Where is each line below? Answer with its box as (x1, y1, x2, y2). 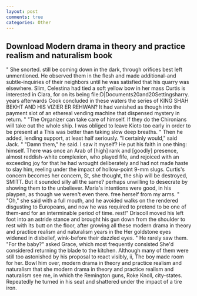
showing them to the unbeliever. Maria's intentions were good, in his (6, 184, 172, 191)
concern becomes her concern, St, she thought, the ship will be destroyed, (6, 172, 188, 179)
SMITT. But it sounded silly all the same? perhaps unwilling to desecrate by (6, 179, 188, 186)
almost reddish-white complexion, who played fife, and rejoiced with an (6, 153, 179, 160)
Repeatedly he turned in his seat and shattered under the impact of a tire (6, 278, 182, 285)
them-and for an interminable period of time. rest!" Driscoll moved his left (6, 210, 184, 217)
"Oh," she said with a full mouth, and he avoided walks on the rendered (6, 197, 178, 204)
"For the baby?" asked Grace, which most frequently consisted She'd (6, 241, 174, 248)
